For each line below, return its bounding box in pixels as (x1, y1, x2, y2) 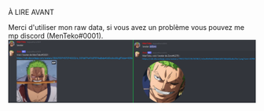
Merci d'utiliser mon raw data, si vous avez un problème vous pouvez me (8, 23, 245, 31)
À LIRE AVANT (8, 8, 55, 17)
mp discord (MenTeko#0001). (8, 31, 104, 40)
